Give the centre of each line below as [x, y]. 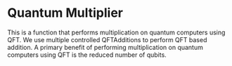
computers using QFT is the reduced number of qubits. [87, 55]
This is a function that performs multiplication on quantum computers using [116, 32]
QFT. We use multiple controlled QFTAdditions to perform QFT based [107, 39]
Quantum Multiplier [65, 13]
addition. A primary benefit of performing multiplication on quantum [105, 47]
